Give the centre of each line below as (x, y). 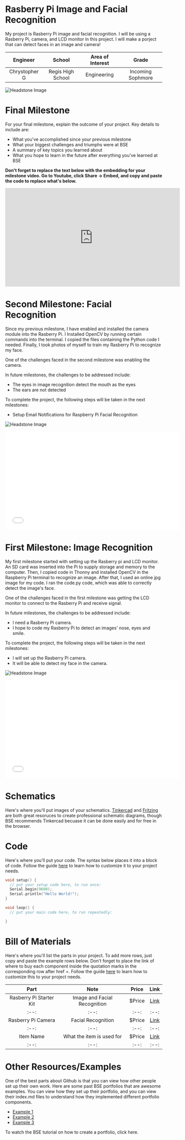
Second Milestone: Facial (59, 304)
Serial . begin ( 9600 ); (31, 889)
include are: (17, 129)
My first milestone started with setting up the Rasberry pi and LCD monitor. (82, 561)
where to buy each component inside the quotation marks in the (71, 966)
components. (19, 1102)
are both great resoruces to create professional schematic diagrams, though (84, 815)
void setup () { (21, 880)
